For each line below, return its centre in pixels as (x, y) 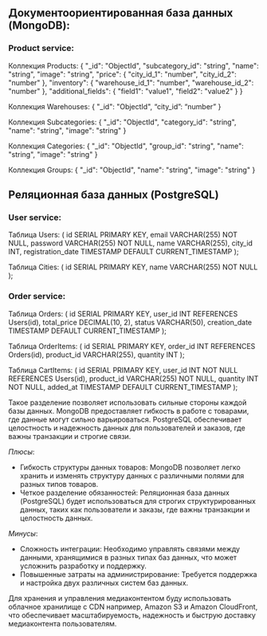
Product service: (41, 49)
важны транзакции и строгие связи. (70, 436)
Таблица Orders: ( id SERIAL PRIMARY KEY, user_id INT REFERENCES (123, 313)
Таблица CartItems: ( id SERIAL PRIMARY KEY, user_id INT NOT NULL (123, 370)
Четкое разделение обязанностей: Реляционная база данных (124, 493)
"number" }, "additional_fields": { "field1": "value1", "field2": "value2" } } (126, 91)
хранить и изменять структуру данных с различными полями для (132, 475)
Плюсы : (22, 451)
